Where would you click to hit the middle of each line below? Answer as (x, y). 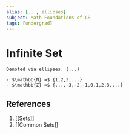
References (28, 104)
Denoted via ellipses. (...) (43, 69)
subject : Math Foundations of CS (48, 18)
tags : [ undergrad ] (29, 23)
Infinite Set (34, 53)
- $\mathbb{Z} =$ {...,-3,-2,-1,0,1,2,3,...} (64, 85)
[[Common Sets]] (37, 125)
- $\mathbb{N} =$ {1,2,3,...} (45, 80)
